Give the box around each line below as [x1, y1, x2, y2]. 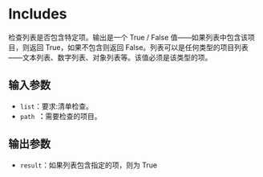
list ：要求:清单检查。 [19, 101, 94, 111]
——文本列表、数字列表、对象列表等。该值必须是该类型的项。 [8, 52, 212, 62]
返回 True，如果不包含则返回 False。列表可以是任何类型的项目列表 [29, 42, 249, 52]
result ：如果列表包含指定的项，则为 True [19, 160, 158, 170]
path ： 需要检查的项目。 [19, 111, 102, 121]
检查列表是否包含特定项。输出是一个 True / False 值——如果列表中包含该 [8, 32, 249, 42]
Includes [8, 5, 67, 23]
